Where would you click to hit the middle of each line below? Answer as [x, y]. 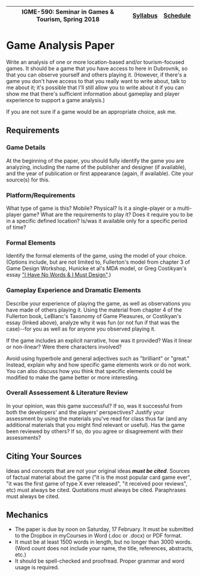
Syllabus [145, 16]
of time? [16, 227]
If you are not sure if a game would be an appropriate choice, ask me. [91, 112]
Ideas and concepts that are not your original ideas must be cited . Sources [98, 471]
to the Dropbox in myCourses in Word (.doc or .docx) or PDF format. [99, 536]
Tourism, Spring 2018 [68, 19]
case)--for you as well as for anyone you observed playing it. [81, 329]
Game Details [26, 148]
